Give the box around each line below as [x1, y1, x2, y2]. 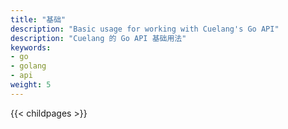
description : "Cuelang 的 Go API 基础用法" [10, 33, 187, 43]
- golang [10, 61, 47, 71]
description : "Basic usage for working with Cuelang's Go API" [10, 24, 280, 34]
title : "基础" [10, 14, 67, 25]
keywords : [10, 42, 52, 53]
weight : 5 [10, 80, 52, 90]
